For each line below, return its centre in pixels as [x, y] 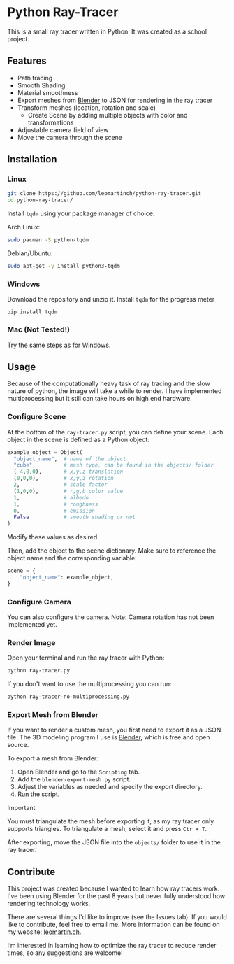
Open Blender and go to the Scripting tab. [79, 772]
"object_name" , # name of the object [70, 459]
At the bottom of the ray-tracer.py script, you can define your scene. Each [115, 432]
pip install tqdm [32, 312]
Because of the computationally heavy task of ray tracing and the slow [109, 384]
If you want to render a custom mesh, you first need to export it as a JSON [114, 730]
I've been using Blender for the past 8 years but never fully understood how [116, 896]
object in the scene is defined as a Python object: [79, 439]
